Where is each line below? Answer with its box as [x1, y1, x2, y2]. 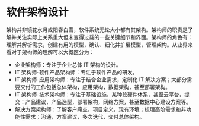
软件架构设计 [6, 5, 69, 19]
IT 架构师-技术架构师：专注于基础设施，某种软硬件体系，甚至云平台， [14, 90, 185, 98]
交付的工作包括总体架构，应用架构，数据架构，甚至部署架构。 [20, 83, 171, 90]
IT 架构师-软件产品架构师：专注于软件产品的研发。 [14, 68, 138, 75]
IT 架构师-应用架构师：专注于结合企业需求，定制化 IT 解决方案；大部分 [14, 75, 187, 83]
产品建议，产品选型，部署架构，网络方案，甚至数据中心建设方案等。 [25, 98, 191, 105]
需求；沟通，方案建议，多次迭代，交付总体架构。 [25, 113, 145, 120]
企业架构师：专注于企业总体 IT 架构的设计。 [14, 61, 121, 68]
